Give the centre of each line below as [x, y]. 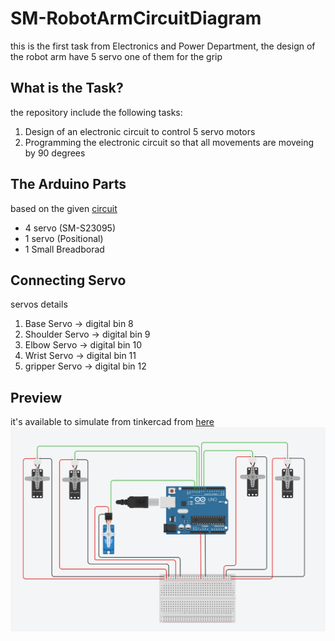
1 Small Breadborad [64, 249]
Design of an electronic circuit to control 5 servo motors [140, 131]
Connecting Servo [68, 280]
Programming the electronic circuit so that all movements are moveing [169, 142]
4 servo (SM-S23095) [70, 228]
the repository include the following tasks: [96, 112]
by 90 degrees [55, 153]
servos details [39, 304]
